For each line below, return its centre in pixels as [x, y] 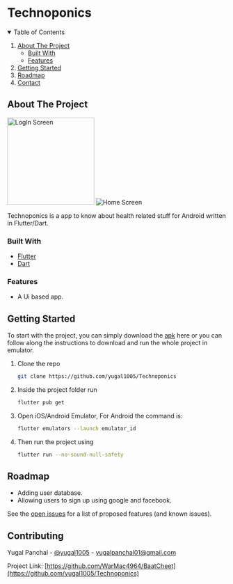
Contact [29, 82]
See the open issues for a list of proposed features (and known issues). [110, 514]
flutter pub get [41, 403]
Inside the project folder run [57, 390]
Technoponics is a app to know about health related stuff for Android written [116, 215]
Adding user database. [50, 493]
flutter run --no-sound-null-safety [70, 455]
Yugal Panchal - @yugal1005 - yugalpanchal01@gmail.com [92, 553]
